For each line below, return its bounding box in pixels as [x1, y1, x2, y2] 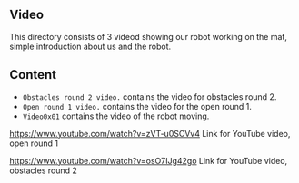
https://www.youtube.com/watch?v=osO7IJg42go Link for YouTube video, [9, 155, 288, 166]
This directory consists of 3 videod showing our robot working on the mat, [9, 31, 288, 42]
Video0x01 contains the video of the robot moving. [22, 111, 210, 121]
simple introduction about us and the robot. [9, 41, 172, 52]
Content [9, 67, 57, 82]
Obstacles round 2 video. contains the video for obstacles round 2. [22, 91, 277, 102]
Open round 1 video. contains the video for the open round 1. [22, 101, 253, 111]
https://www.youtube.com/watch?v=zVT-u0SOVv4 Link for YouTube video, [9, 128, 291, 139]
